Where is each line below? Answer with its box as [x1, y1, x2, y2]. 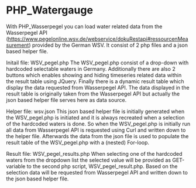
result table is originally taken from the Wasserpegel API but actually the [6, 90, 180, 97]
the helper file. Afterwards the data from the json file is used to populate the [6, 132, 189, 139]
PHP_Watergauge [6, 4, 94, 17]
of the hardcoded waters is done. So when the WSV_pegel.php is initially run [6, 120, 191, 127]
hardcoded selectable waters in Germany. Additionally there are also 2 [6, 65, 176, 72]
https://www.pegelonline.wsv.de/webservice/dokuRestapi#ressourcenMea [8, 35, 188, 42]
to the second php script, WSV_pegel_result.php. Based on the [26, 162, 178, 170]
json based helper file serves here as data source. [6, 96, 127, 103]
